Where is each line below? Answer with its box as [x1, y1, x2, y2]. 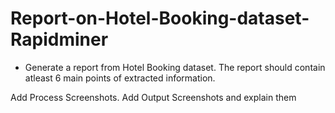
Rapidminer [10, 28, 109, 51]
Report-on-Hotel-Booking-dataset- [10, 7, 310, 30]
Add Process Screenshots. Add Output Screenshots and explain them [10, 91, 297, 103]
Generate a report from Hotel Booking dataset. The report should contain [24, 61, 326, 73]
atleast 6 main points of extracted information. [24, 72, 216, 84]
